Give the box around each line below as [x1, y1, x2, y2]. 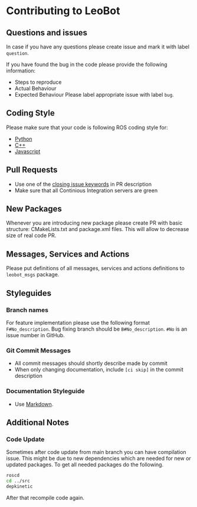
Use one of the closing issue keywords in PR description [14, 180, 152, 187]
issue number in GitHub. [6, 331, 65, 338]
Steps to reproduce [14, 78, 62, 85]
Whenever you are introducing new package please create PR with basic [6, 219, 183, 226]
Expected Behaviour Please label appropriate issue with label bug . [14, 91, 174, 98]
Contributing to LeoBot [6, 4, 120, 18]
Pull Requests [6, 165, 58, 175]
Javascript [14, 147, 41, 154]
